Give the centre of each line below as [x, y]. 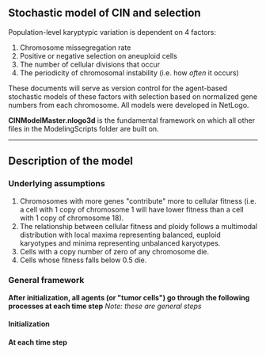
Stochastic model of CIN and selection [104, 13]
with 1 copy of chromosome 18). [72, 218]
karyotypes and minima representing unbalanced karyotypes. [120, 243]
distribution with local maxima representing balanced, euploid [120, 235]
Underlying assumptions [57, 184]
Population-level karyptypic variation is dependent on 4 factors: [112, 32]
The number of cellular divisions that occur [90, 64]
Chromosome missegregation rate [75, 48]
